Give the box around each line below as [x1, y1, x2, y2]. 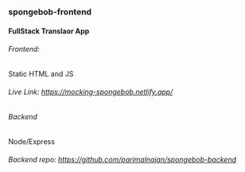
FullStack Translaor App [8, 26, 90, 36]
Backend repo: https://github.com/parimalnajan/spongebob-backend [8, 154, 237, 165]
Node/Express [8, 136, 56, 146]
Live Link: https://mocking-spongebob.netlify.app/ [8, 87, 173, 97]
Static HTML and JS [8, 68, 74, 78]
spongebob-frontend [8, 6, 92, 18]
